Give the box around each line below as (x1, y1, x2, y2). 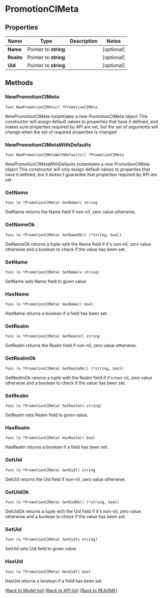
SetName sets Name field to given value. (5, 278, 87, 284)
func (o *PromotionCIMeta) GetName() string (5, 200, 98, 205)
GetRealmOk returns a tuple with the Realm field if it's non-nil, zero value (5, 374, 152, 380)
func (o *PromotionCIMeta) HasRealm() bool (5, 435, 96, 440)
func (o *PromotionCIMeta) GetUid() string (5, 467, 96, 472)
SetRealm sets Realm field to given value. (5, 412, 89, 418)
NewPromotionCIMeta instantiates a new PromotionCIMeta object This (5, 113, 148, 119)
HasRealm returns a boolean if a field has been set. (5, 444, 109, 450)
